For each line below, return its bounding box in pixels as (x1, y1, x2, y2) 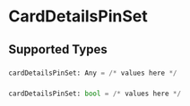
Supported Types (8, 42, 108, 57)
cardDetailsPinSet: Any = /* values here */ (8, 69, 177, 77)
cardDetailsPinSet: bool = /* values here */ (8, 89, 181, 99)
